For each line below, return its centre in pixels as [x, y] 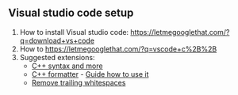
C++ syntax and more [67, 66]
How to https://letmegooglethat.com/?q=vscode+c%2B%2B [118, 49]
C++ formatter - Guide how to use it [90, 74]
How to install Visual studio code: [74, 32]
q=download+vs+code [57, 40]
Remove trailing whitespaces [79, 82]
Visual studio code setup [71, 13]
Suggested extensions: [57, 57]
